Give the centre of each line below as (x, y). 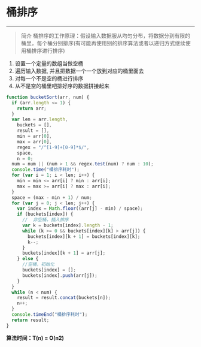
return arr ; (32, 108)
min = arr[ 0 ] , (34, 136)
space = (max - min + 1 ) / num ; (52, 197)
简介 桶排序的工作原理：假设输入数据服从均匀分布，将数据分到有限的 (105, 35)
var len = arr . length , (40, 120)
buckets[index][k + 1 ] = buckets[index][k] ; (84, 236)
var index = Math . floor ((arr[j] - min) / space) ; (80, 209)
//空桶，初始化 (38, 264)
